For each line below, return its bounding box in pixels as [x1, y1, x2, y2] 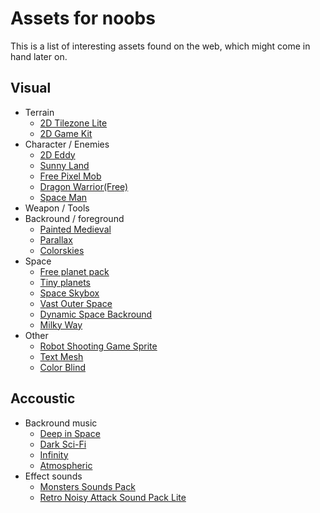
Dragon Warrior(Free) [39, 180, 129, 192]
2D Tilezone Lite [39, 117, 108, 129]
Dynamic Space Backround [39, 308, 153, 320]
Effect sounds [24, 470, 83, 482]
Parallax [39, 233, 73, 246]
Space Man [39, 191, 88, 203]
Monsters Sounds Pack [39, 480, 136, 492]
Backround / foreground [24, 212, 125, 224]
